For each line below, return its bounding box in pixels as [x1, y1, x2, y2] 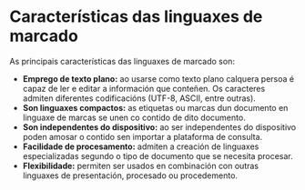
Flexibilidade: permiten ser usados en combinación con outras [22, 160, 259, 171]
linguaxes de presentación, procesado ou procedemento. [22, 170, 239, 181]
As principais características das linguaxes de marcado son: [9, 55, 235, 66]
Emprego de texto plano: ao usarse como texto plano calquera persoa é [22, 73, 295, 84]
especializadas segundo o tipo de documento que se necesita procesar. [22, 150, 293, 161]
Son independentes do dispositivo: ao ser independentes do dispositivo [22, 121, 297, 133]
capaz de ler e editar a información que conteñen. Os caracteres [22, 83, 266, 94]
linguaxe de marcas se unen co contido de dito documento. [22, 112, 246, 123]
